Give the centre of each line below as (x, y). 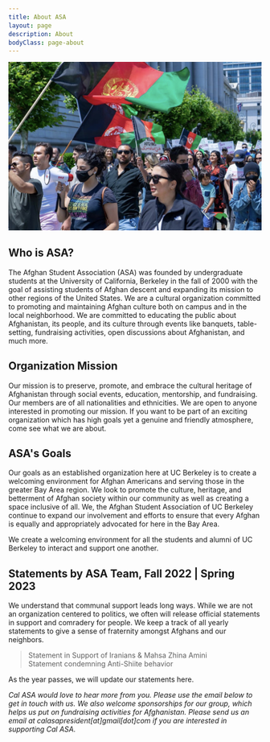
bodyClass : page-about (46, 43)
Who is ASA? (41, 253)
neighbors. (26, 640)
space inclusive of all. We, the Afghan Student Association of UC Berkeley (131, 507)
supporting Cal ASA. (42, 729)
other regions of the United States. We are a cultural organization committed (135, 298)
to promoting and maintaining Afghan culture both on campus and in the (128, 307)
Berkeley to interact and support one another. (84, 548)
